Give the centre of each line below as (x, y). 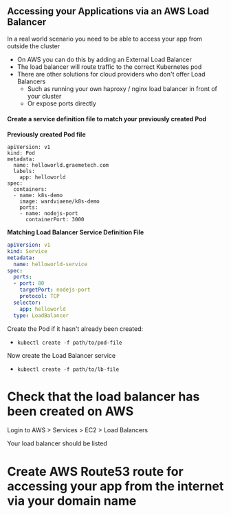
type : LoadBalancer (41, 315)
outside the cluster (34, 46)
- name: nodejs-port (49, 214)
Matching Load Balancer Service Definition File (76, 232)
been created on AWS (70, 411)
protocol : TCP (40, 296)
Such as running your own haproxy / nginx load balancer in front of (122, 88)
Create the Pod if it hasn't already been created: (75, 329)
